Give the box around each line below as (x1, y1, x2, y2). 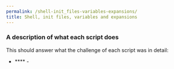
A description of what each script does (6, 33, 119, 42)
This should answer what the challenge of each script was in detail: (6, 46, 169, 53)
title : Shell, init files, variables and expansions (6, 14, 138, 20)
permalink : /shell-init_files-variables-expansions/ (6, 8, 138, 15)
